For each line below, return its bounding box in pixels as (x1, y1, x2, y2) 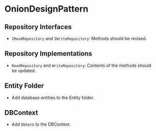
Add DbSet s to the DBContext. (11, 121, 71, 127)
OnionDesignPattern (4, 3, 89, 15)
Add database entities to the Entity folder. (11, 95, 95, 100)
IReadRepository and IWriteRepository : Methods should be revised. (11, 35, 147, 41)
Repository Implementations (4, 49, 93, 58)
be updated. (11, 67, 36, 73)
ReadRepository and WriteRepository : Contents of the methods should (11, 62, 151, 68)
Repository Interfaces (4, 23, 72, 31)
